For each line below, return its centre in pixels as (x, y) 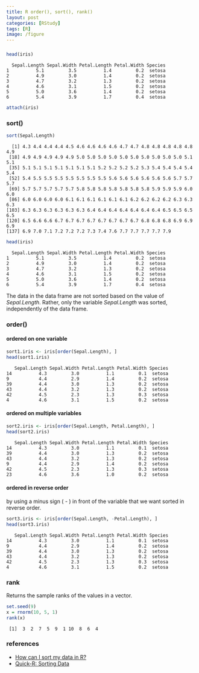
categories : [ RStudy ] (33, 23)
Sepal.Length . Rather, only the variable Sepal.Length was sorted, (87, 302)
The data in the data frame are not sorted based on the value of (85, 296)
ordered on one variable (37, 339)
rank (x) (16, 618)
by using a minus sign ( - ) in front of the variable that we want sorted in (95, 501)
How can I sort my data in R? (50, 657)
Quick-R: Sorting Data (42, 663)
